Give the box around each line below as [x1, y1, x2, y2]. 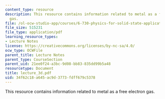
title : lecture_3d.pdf [5, 71, 52, 76]
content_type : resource [5, 7, 54, 12]
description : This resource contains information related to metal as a [5, 12, 157, 17]
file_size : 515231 [5, 25, 43, 30]
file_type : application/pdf [5, 30, 63, 35]
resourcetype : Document [5, 66, 54, 71]
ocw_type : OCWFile [5, 48, 43, 53]
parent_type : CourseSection [5, 57, 63, 62]
